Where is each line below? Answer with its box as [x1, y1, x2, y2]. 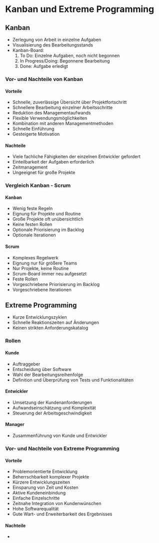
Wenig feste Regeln [12, 205, 53, 211]
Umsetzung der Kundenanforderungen [12, 399, 92, 405]
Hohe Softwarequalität [12, 506, 59, 512]
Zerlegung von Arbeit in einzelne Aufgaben [12, 36, 101, 42]
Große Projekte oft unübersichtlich [12, 216, 83, 222]
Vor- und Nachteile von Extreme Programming [5, 445, 120, 452]
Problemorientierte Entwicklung [12, 468, 77, 474]
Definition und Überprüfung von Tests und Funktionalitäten [12, 376, 134, 383]
